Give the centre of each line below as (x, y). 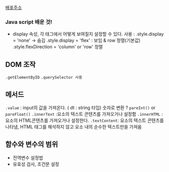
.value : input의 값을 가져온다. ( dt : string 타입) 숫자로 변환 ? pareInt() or (80, 107)
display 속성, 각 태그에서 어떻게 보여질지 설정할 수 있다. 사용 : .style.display (88, 34)
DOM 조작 (20, 65)
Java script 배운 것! (29, 22)
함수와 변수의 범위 (32, 144)
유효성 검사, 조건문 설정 (36, 164)
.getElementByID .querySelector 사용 (44, 78)
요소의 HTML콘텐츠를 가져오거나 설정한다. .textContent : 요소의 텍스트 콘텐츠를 (85, 120)
